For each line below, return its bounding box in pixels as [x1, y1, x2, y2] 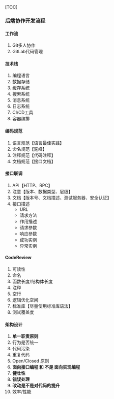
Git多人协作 [12, 42, 36, 48]
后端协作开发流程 [5, 17, 46, 24]
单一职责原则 [12, 333, 38, 339]
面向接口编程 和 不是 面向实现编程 [12, 364, 80, 370]
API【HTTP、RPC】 [12, 182, 53, 188]
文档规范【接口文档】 [12, 158, 56, 164]
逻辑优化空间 [12, 297, 38, 302]
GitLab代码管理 [12, 49, 43, 55]
